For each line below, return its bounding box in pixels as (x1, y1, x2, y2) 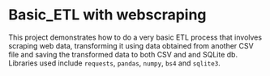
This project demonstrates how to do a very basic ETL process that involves (8, 32, 262, 42)
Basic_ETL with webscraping (8, 6, 207, 24)
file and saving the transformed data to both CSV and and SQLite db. (8, 49, 238, 59)
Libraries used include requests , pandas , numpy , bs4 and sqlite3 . (8, 58, 221, 68)
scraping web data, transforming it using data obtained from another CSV (8, 40, 254, 50)
